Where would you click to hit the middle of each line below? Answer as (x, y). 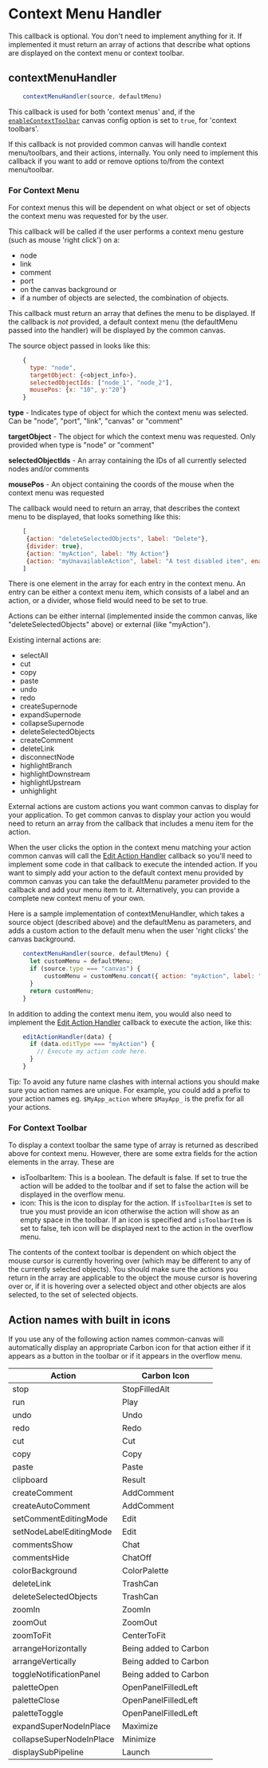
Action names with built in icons (90, 1320)
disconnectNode (47, 757)
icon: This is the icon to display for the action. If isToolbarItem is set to (136, 1203)
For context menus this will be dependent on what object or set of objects (130, 207)
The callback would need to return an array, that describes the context (124, 508)
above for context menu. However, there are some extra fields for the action (133, 1154)
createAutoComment (51, 1506)
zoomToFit (32, 1636)
